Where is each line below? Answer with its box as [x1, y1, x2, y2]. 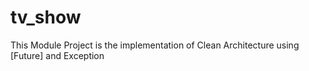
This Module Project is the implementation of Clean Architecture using [10, 39, 300, 51]
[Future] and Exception [10, 49, 105, 61]
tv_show [10, 6, 82, 29]
